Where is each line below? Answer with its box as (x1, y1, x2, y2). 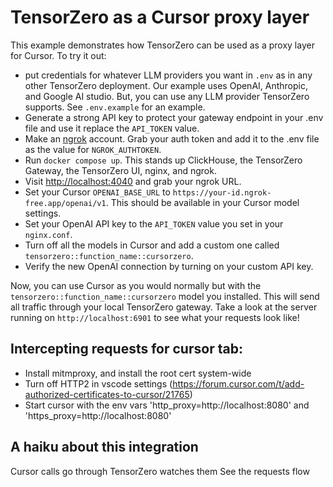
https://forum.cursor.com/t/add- (172, 377, 305, 390)
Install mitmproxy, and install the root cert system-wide (24, 367, 252, 379)
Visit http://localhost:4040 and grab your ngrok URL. (24, 175, 242, 187)
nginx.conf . (24, 228, 73, 240)
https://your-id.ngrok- (172, 187, 272, 198)
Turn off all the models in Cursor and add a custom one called (24, 239, 280, 251)
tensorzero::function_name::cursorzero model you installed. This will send (10, 290, 320, 302)
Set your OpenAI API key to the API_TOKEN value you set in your (24, 217, 284, 230)
